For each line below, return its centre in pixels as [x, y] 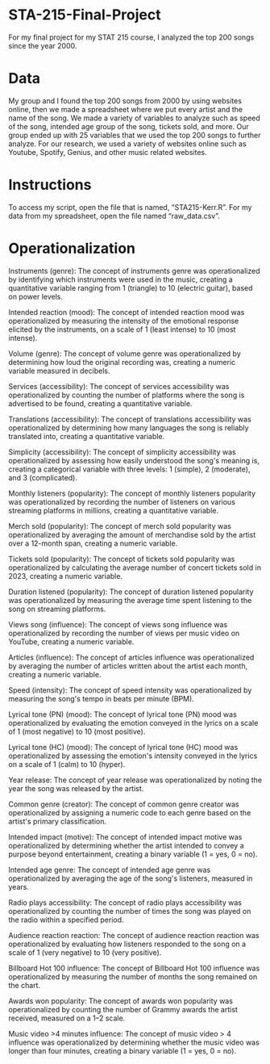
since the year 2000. [43, 45]
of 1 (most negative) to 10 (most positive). [77, 731]
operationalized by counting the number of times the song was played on [130, 911]
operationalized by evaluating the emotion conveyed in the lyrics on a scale [133, 723]
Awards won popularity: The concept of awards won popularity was [121, 1001]
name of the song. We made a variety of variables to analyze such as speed [134, 118]
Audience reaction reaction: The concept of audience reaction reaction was [134, 935]
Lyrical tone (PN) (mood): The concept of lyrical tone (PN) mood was [123, 714]
